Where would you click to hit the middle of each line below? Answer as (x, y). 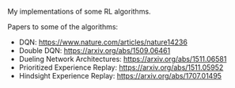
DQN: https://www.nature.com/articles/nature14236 (103, 42)
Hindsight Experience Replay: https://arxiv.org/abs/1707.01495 (120, 76)
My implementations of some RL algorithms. (79, 11)
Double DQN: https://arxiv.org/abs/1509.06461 (95, 50)
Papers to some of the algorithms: (63, 27)
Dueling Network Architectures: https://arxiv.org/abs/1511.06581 (123, 59)
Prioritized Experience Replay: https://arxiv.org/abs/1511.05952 (121, 67)
